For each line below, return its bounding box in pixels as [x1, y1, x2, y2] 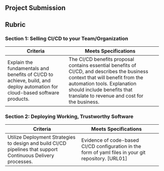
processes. [7, 158, 33, 165]
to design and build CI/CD [7, 140, 67, 147]
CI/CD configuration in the [81, 143, 142, 150]
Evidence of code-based [81, 137, 139, 144]
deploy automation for [7, 83, 59, 90]
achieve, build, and [7, 77, 51, 84]
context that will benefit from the [68, 74, 143, 81]
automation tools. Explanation [68, 80, 137, 87]
